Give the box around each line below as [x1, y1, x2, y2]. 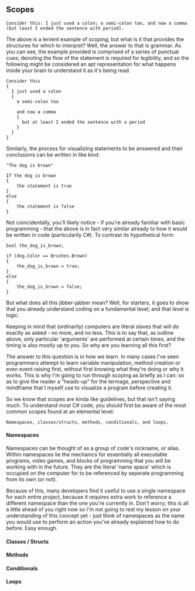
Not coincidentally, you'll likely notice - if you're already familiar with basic [6, 219, 186, 226]
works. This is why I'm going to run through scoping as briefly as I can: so [6, 372, 184, 379]
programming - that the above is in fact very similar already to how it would [6, 225, 187, 232]
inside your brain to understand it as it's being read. [6, 67, 131, 74]
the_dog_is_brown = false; [16, 284, 83, 290]
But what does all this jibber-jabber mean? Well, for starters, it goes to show [6, 299, 189, 306]
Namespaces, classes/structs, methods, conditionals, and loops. [6, 419, 169, 425]
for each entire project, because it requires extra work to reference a [6, 494, 172, 501]
